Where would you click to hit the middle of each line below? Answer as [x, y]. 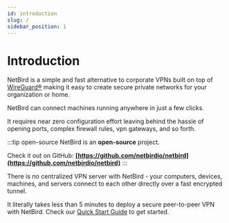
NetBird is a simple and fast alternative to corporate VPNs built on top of [110, 80]
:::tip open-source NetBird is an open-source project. [84, 142]
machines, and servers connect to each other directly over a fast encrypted [115, 184]
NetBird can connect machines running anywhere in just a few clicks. [106, 108]
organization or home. [39, 95]
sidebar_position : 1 [37, 26]
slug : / [18, 20]
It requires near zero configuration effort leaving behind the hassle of [106, 121]
